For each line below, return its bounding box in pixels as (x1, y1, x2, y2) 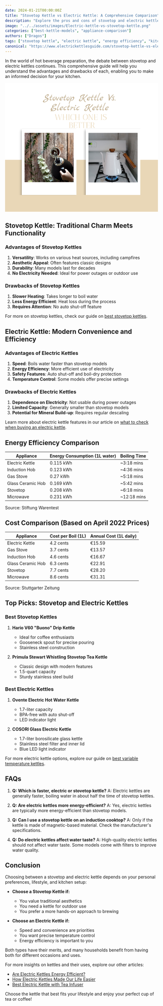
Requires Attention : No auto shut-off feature (12, 304, 102, 310)
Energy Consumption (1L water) (49, 453, 116, 459)
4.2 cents (49, 540, 69, 546)
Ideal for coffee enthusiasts (19, 634, 74, 640)
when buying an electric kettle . (5, 425, 67, 430)
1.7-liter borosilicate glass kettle (19, 735, 83, 741)
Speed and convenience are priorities (19, 928, 95, 933)
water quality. (12, 847, 40, 853)
